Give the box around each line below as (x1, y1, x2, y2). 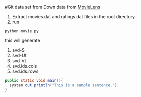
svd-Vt (12, 58, 26, 64)
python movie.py (5, 29, 39, 34)
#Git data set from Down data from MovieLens (5, 4, 101, 10)
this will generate (5, 37, 41, 43)
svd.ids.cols (12, 63, 37, 69)
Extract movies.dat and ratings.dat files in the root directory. (12, 14, 136, 19)
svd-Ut (12, 52, 27, 58)
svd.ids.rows (12, 68, 39, 74)
